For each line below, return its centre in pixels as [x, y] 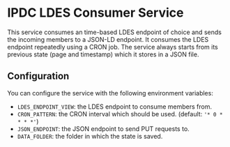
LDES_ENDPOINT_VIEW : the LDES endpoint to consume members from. [115, 107]
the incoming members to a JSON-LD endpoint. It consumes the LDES [108, 39]
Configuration [38, 76]
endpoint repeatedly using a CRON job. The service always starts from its [113, 47]
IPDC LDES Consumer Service [95, 13]
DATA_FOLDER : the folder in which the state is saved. [90, 136]
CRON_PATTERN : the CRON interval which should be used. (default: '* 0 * [120, 114]
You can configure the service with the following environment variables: [110, 93]
